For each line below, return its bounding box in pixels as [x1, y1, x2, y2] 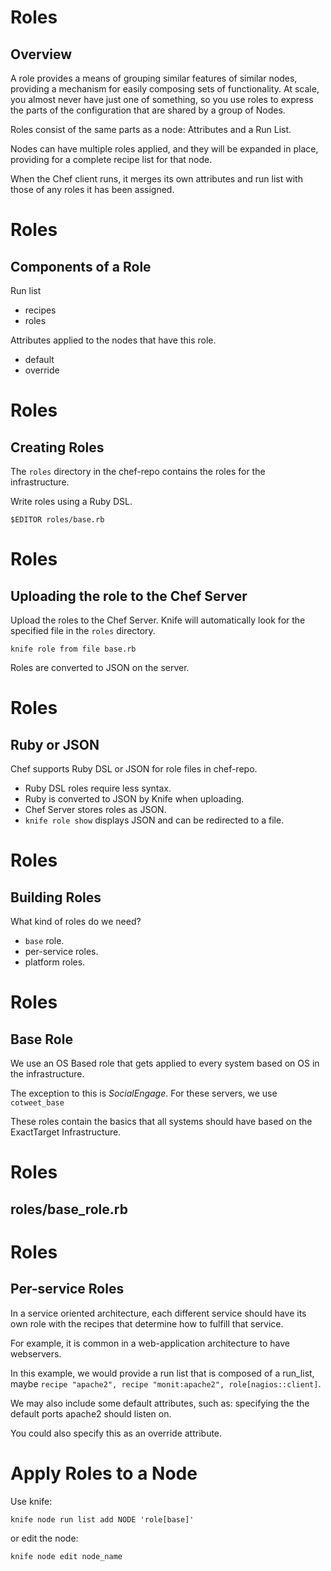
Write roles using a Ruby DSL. [10, 496, 133, 507]
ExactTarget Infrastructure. [10, 1126, 122, 1138]
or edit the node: [10, 1532, 79, 1544]
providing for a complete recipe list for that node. [10, 154, 213, 165]
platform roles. [24, 956, 86, 968]
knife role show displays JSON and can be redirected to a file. [24, 814, 285, 826]
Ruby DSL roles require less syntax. [24, 782, 172, 794]
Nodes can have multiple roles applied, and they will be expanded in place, [10, 143, 319, 155]
